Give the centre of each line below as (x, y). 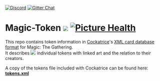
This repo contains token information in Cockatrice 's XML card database (80, 41)
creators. (14, 58)
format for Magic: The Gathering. (39, 47)
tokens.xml (17, 73)
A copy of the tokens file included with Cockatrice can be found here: (77, 68)
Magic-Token (33, 28)
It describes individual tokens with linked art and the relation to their (78, 53)
